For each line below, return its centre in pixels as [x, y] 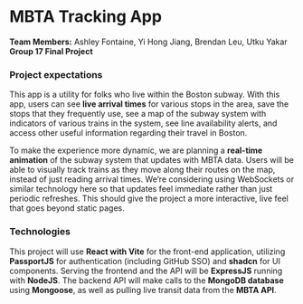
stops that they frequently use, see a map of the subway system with [138, 114]
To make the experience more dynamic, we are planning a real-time [136, 150]
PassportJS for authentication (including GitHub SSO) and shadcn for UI [145, 261]
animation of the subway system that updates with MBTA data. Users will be [151, 160]
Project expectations [56, 74]
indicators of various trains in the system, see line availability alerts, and [143, 123]
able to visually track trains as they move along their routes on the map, [142, 170]
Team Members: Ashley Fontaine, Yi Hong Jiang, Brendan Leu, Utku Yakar [148, 42]
